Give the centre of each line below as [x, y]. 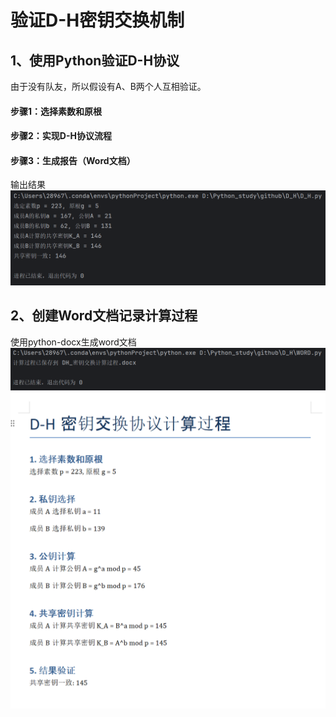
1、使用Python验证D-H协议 [95, 60]
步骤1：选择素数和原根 [56, 111]
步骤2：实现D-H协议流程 [61, 136]
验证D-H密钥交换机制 [97, 20]
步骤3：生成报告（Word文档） [73, 160]
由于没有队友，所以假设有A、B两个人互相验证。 [108, 86]
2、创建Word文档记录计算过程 [104, 316]
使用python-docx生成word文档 [73, 342]
